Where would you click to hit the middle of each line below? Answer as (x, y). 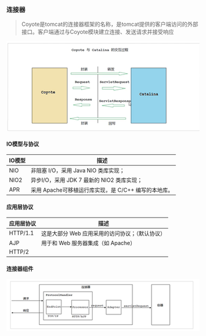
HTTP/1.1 (21, 233)
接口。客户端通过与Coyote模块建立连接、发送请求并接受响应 (97, 32)
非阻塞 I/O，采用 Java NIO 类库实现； (78, 171)
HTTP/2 (19, 252)
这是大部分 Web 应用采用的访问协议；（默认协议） (104, 233)
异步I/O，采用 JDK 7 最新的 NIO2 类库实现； (86, 180)
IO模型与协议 (23, 144)
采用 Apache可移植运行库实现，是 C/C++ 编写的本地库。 (102, 190)
